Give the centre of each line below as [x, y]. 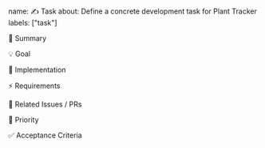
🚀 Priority [24, 120]
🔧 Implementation [37, 70]
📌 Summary [28, 38]
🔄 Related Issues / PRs [45, 104]
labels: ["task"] [33, 23]
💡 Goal [19, 54]
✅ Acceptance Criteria [45, 135]
